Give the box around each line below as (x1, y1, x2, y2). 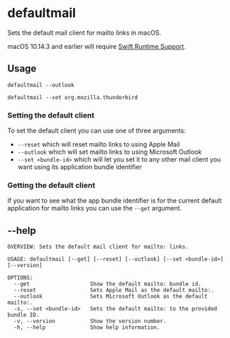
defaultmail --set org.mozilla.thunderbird (7, 94, 138, 101)
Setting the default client (7, 110, 94, 120)
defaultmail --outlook (7, 81, 75, 89)
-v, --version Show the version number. (13, 317, 167, 325)
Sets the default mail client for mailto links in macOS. (7, 28, 162, 37)
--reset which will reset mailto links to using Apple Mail (17, 140, 180, 149)
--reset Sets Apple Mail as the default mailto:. (13, 287, 214, 294)
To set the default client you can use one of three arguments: (7, 126, 186, 135)
